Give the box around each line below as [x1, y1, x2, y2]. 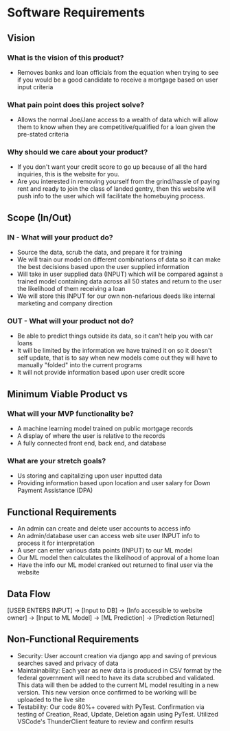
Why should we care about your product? [7, 148, 148, 157]
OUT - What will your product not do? [7, 316, 134, 326]
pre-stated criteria [16, 130, 69, 139]
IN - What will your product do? [7, 232, 113, 242]
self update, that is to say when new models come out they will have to [16, 353, 218, 362]
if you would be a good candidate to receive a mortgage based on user [16, 76, 218, 84]
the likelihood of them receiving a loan [16, 285, 126, 293]
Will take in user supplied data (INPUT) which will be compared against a [16, 270, 223, 279]
